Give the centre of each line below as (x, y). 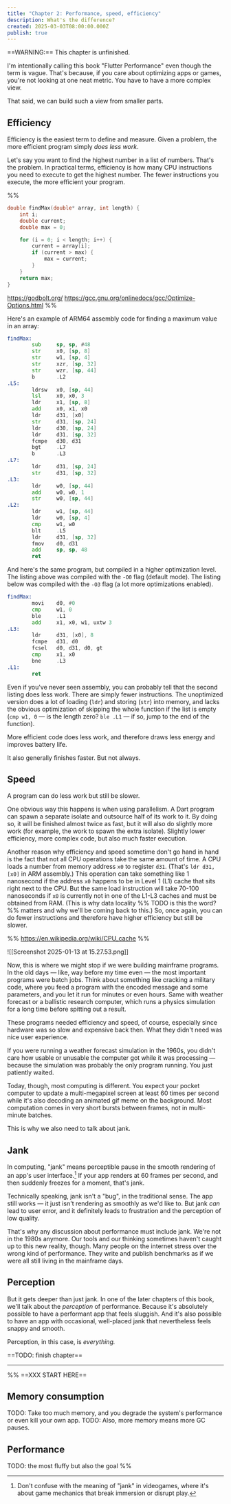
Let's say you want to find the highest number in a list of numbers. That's (111, 160)
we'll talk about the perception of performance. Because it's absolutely (108, 1306)
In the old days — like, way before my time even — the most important (107, 972)
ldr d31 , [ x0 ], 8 (63, 635)
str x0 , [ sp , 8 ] (61, 351)
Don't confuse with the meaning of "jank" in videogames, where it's (113, 1486)
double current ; (43, 221)
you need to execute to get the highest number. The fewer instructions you (113, 175)
